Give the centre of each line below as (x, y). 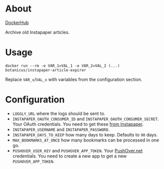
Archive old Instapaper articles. (38, 32)
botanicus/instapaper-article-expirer (46, 70)
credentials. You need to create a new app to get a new (69, 156)
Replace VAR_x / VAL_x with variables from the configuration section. (74, 79)
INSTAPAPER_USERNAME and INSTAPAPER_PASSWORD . (61, 129)
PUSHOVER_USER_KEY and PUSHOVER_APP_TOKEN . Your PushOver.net (77, 150)
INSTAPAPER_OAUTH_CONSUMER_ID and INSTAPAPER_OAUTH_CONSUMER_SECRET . (86, 118)
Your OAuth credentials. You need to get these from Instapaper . (78, 124)
